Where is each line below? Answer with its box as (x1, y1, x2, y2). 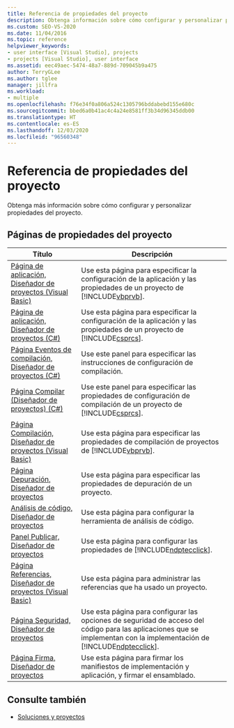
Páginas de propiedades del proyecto (7, 229, 173, 240)
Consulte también (7, 694, 86, 706)
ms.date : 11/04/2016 (7, 29, 68, 37)
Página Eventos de (10, 345, 72, 354)
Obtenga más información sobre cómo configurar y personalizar (7, 201, 192, 210)
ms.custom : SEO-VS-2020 (7, 23, 77, 30)
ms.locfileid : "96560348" (7, 133, 82, 140)
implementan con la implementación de (81, 633, 210, 642)
